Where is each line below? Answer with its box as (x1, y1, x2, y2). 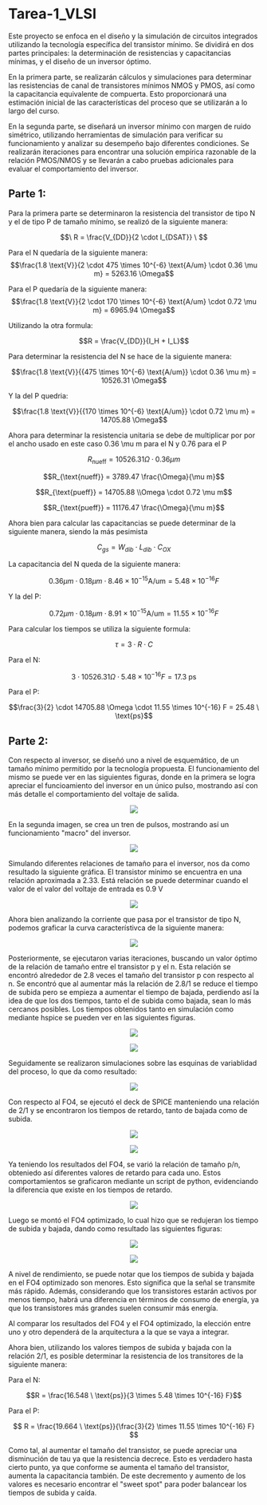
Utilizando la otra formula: (8, 320, 93, 330)
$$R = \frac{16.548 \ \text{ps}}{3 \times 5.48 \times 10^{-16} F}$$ (26, 1391, 242, 1400)
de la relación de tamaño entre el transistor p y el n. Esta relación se (8, 962, 231, 972)
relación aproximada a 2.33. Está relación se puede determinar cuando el (8, 876, 249, 885)
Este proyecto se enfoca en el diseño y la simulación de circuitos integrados (8, 31, 258, 41)
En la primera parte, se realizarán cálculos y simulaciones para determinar (8, 72, 252, 81)
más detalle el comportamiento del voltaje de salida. (8, 790, 179, 799)
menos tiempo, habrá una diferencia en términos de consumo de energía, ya (8, 1295, 259, 1305)
